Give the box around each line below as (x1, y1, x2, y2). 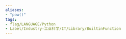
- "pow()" (5, 12, 27, 17)
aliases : (5, 7, 24, 13)
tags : (5, 17, 17, 22)
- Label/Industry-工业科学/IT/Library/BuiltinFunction (5, 26, 121, 31)
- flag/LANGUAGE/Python (5, 21, 56, 27)
